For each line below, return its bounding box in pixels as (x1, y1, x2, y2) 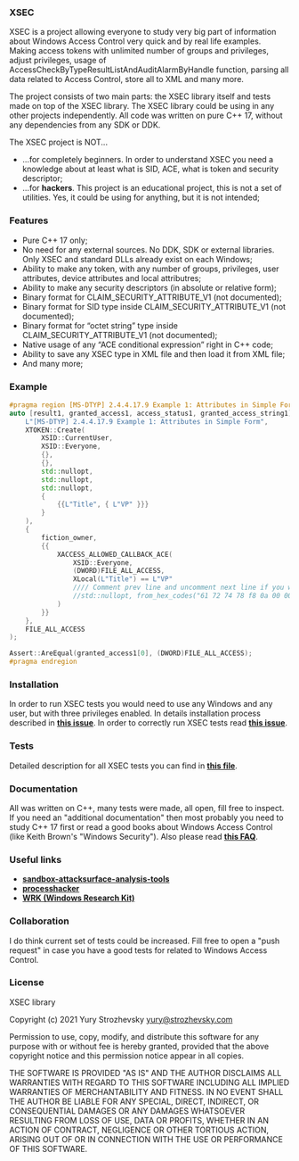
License (9, 976, 44, 989)
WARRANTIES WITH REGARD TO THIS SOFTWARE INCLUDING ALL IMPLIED (9, 1077, 290, 1088)
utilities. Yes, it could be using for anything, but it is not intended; (21, 192, 260, 203)
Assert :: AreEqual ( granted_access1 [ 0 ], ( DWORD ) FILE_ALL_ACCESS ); (9, 649, 253, 658)
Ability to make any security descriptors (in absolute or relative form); (21, 282, 278, 293)
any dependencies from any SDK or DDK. (9, 120, 161, 130)
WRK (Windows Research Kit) (21, 892, 135, 903)
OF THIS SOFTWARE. (9, 1143, 88, 1154)
